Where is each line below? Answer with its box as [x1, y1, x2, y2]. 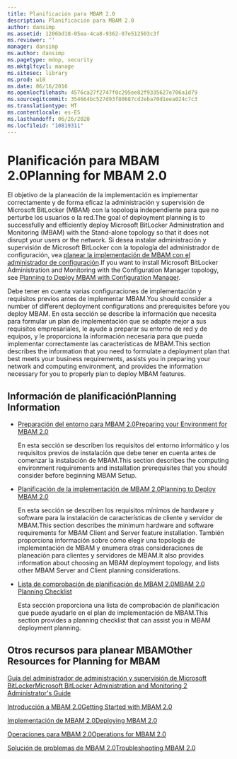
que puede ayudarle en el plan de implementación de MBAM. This [17, 608, 209, 617]
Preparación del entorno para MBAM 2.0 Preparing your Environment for [17, 420, 228, 428]
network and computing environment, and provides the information [7, 362, 203, 371]
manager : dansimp [7, 43, 59, 50]
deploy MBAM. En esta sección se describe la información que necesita [7, 310, 217, 318]
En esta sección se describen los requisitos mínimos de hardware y [17, 506, 214, 514]
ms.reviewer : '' [7, 37, 55, 44]
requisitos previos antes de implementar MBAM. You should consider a [7, 295, 212, 303]
